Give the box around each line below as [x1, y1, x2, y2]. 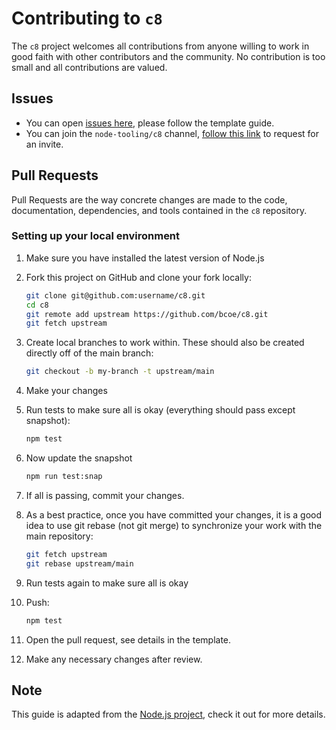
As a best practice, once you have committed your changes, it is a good [25, 508, 322, 521]
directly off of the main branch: [25, 347, 154, 359]
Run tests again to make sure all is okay [25, 577, 189, 589]
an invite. [25, 138, 64, 150]
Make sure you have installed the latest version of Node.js [25, 252, 265, 264]
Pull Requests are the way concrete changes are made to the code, [11, 193, 288, 206]
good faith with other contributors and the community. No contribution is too [11, 50, 326, 62]
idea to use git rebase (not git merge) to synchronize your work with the [25, 519, 323, 531]
